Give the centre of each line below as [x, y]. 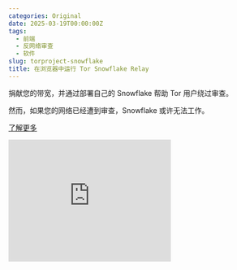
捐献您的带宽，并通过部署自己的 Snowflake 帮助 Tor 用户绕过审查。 [121, 93]
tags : [17, 31]
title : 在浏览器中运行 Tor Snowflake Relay [79, 69]
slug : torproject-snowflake [56, 62]
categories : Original [45, 16]
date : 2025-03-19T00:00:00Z [56, 24]
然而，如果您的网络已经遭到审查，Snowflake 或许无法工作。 [109, 110]
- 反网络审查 [35, 46]
